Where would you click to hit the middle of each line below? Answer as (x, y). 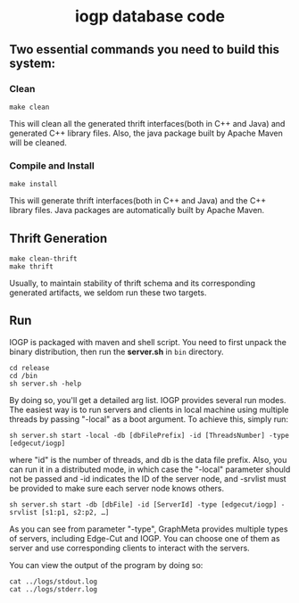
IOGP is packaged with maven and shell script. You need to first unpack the (148, 342)
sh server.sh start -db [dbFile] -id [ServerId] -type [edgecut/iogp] (143, 504)
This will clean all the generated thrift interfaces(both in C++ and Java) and (147, 123)
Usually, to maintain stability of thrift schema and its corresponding (133, 283)
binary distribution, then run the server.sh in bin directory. (116, 351)
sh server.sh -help (46, 384)
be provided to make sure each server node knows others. (117, 488)
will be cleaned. (38, 142)
